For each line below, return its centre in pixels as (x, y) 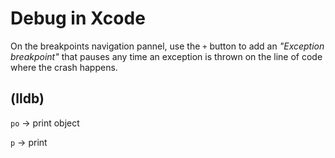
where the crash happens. (64, 67)
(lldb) (27, 98)
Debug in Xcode (78, 18)
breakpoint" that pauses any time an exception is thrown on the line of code (166, 56)
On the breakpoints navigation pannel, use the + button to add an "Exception (167, 46)
